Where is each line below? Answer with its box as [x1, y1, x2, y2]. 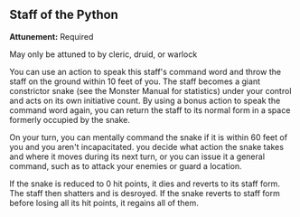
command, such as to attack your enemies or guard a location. [9, 160, 242, 171]
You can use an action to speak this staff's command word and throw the [9, 66, 282, 77]
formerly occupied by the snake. [9, 114, 131, 125]
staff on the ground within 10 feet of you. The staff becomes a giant [9, 76, 260, 87]
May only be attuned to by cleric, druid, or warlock [9, 49, 198, 60]
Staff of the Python [9, 7, 119, 23]
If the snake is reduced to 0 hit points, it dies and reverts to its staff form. [9, 178, 280, 189]
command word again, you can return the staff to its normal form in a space [9, 104, 291, 116]
